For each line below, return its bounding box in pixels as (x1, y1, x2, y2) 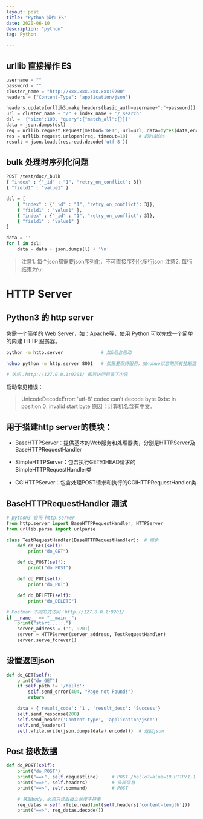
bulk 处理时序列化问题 (6, 157, 89, 167)
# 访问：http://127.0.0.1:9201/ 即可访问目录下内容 (6, 371, 128, 378)
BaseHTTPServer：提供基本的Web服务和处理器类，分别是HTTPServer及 (14, 439, 196, 446)
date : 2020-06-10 (6, 20, 50, 26)
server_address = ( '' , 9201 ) (17, 626, 91, 632)
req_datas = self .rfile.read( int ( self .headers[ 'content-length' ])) (17, 801, 190, 808)
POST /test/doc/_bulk (6, 173, 61, 179)
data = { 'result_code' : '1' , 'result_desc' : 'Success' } (17, 706, 161, 712)
